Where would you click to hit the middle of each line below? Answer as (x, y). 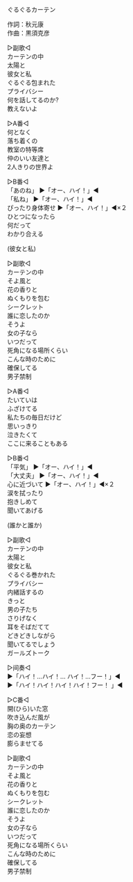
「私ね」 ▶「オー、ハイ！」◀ (50, 199)
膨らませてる (25, 743)
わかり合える (25, 234)
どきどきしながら (32, 635)
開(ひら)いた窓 (28, 708)
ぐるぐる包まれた (32, 82)
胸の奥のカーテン (32, 726)
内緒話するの (25, 592)
